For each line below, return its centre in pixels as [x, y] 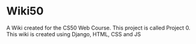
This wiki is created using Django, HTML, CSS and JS [74, 34]
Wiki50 [25, 11]
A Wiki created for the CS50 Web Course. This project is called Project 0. [99, 28]
